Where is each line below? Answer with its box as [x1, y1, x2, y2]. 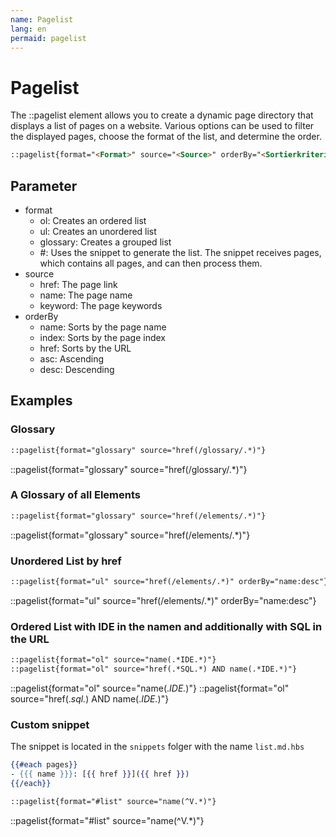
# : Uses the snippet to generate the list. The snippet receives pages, [39, 247, 322, 258]
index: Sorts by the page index [39, 332, 166, 343]
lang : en [10, 24, 47, 34]
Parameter [10, 177, 78, 195]
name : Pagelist [10, 14, 74, 25]
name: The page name [39, 289, 133, 301]
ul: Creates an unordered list [39, 226, 157, 237]
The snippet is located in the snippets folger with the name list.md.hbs [10, 741, 305, 753]
